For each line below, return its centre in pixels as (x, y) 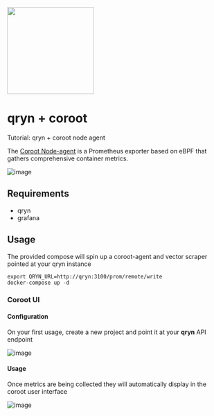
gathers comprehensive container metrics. (68, 158)
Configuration (28, 317)
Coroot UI (24, 300)
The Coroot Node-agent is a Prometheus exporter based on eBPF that (107, 151)
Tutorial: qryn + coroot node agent (56, 138)
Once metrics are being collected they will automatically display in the (107, 384)
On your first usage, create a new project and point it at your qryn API (107, 332)
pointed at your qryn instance (49, 264)
